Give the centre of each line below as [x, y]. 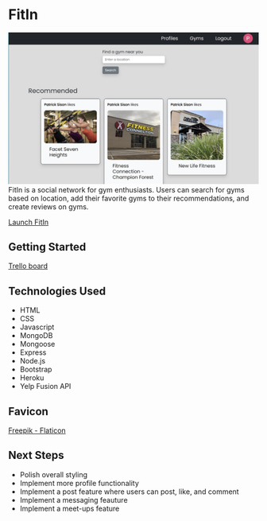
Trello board [28, 266]
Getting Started [47, 247]
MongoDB [36, 336]
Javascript [37, 327]
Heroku [32, 378]
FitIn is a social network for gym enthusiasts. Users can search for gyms [126, 189]
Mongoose [37, 344]
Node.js [33, 361]
